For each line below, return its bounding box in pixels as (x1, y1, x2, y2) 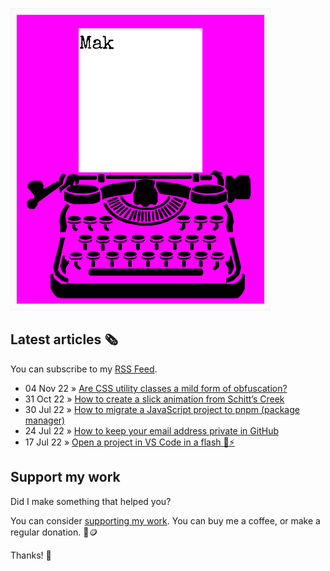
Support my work (10, 469, 121, 486)
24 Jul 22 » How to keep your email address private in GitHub (24, 424, 279, 437)
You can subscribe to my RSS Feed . (10, 363, 158, 375)
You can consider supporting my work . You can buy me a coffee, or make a (10, 514, 321, 527)
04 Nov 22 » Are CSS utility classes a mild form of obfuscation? (24, 382, 288, 394)
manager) (24, 414, 66, 426)
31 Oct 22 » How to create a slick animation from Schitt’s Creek (24, 393, 285, 405)
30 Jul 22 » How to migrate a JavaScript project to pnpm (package (24, 403, 300, 415)
